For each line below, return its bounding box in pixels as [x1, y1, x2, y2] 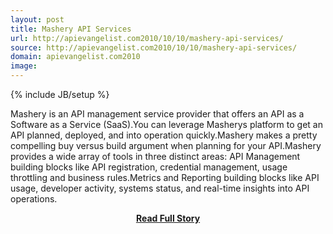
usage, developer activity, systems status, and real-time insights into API [10, 182, 310, 194]
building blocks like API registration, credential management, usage [10, 161, 288, 173]
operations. [10, 193, 58, 205]
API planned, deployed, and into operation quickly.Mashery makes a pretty [10, 129, 318, 141]
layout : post [10, 14, 65, 25]
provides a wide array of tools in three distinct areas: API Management [10, 151, 301, 162]
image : [10, 61, 38, 71]
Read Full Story [135, 212, 201, 224]
